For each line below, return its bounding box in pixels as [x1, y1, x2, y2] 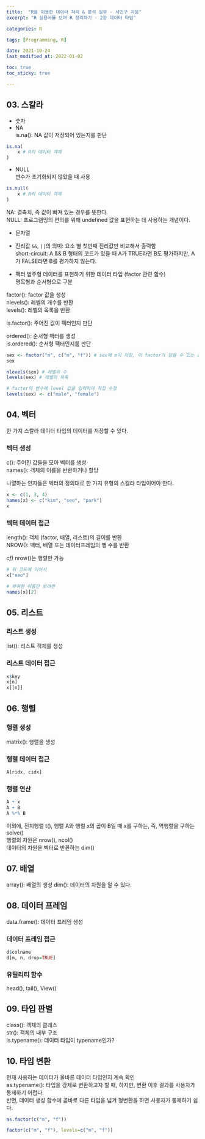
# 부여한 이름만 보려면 [6, 583, 56, 589]
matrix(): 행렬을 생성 [6, 738, 56, 745]
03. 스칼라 [6, 100, 44, 110]
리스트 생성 [6, 627, 37, 636]
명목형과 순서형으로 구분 [15, 278, 73, 285]
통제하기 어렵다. [6, 1089, 45, 1096]
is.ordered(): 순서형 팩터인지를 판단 [6, 340, 92, 347]
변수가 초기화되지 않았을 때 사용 [15, 173, 90, 180]
